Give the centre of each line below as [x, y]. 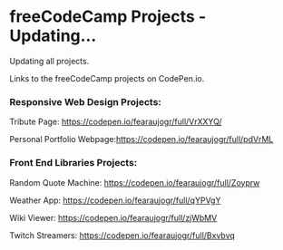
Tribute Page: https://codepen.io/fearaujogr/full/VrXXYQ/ [116, 122]
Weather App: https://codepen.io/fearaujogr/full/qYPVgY [115, 200]
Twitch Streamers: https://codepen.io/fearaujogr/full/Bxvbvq [122, 235]
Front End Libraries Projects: [73, 163]
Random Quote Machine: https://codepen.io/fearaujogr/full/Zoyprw [135, 182]
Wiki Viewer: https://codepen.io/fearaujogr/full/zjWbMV [113, 217]
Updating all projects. [49, 61]
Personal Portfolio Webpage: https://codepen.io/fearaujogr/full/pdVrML [141, 139]
